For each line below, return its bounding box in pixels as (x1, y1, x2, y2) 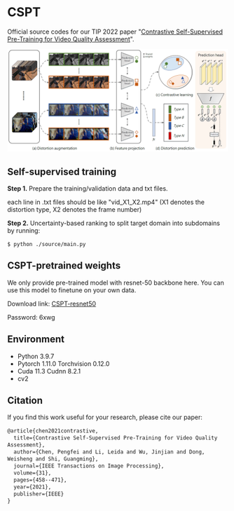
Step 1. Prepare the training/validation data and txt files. (7, 184, 168, 193)
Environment (7, 334, 65, 346)
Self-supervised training (7, 165, 117, 177)
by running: (7, 226, 41, 235)
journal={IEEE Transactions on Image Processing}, (13, 463, 165, 470)
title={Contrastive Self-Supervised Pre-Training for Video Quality (13, 435, 218, 442)
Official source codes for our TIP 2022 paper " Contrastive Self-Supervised (7, 27, 223, 36)
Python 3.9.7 (17, 352, 55, 360)
